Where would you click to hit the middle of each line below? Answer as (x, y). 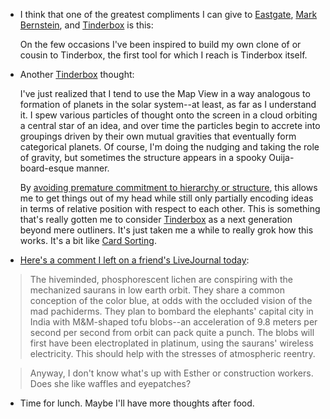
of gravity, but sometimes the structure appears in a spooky (143, 157)
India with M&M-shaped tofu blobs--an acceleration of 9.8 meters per (173, 322)
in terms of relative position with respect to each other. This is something (170, 208)
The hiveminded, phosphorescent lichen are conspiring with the (161, 279)
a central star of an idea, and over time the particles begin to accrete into (170, 125)
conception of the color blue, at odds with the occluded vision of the (171, 300)
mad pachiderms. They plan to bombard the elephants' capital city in (171, 311)
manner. (93, 168)
